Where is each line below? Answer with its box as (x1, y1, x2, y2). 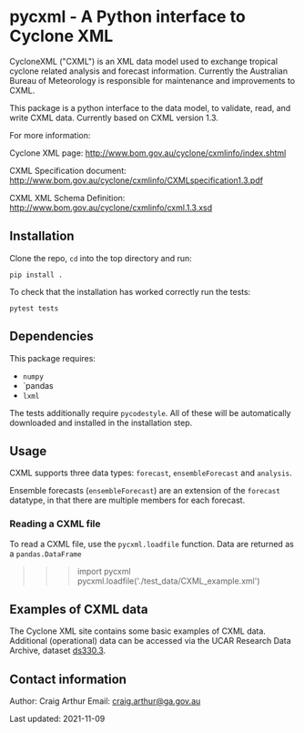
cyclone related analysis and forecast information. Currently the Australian (9, 66, 289, 76)
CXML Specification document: (9, 165, 127, 176)
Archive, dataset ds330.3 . (9, 645, 106, 657)
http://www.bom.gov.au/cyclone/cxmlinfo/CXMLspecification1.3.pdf (9, 175, 264, 186)
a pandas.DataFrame (9, 548, 82, 559)
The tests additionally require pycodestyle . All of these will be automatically (9, 407, 291, 418)
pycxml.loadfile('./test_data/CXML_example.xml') (76, 575, 260, 586)
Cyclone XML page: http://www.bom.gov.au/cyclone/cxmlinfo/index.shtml (9, 148, 287, 158)
